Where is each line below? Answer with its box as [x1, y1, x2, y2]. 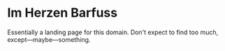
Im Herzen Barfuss [7, 5, 117, 21]
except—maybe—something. [7, 35, 91, 43]
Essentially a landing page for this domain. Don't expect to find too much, [7, 28, 219, 36]
